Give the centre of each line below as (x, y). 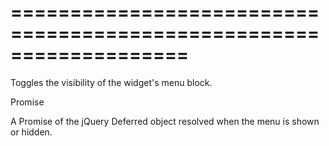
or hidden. (31, 132)
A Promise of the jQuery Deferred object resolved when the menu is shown (165, 121)
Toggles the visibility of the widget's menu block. (111, 82)
